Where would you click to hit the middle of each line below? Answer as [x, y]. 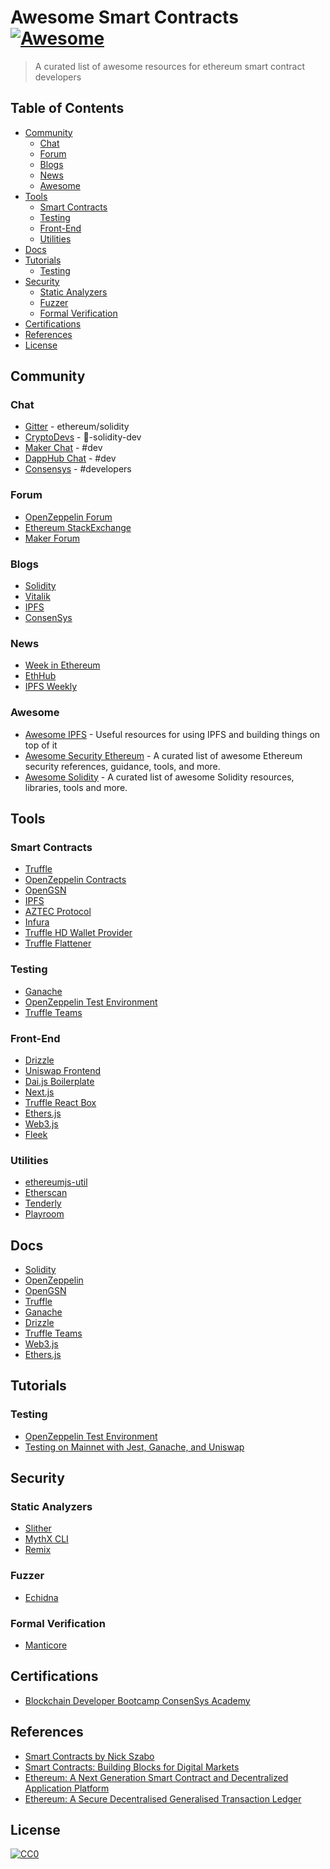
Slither [38, 1528]
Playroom [44, 1214]
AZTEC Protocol [58, 912]
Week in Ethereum [62, 665]
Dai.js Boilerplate [59, 1081]
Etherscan [46, 1193]
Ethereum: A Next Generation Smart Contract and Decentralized [156, 1777]
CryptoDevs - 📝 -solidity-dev [83, 437]
